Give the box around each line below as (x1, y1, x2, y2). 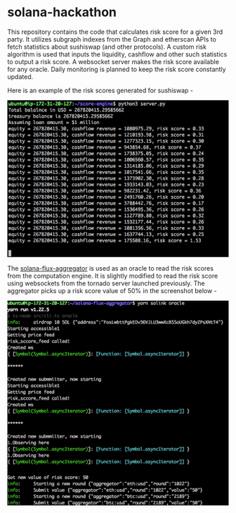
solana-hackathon (7, 4, 117, 20)
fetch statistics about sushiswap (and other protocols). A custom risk (7, 42, 207, 51)
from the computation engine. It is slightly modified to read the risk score (7, 271, 218, 280)
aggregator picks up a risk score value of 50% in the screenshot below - (7, 286, 218, 295)
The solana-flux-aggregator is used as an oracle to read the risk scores (7, 264, 214, 272)
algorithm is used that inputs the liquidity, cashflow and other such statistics (7, 50, 228, 58)
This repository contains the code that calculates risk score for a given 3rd (7, 27, 223, 36)
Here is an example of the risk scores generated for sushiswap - (7, 86, 193, 94)
